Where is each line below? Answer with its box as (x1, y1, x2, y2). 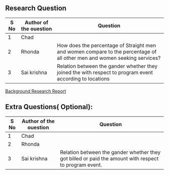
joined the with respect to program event (57, 69, 153, 76)
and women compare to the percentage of (57, 48, 157, 55)
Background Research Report (5, 88, 66, 94)
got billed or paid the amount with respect (60, 155, 159, 162)
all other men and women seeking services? (57, 54, 161, 61)
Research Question (5, 4, 67, 13)
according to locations (57, 75, 110, 82)
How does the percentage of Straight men (57, 42, 156, 49)
